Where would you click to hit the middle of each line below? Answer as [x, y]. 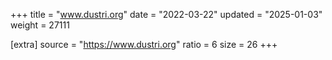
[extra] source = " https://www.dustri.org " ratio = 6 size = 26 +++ [144, 44]
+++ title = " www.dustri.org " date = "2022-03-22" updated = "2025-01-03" [166, 14]
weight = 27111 [40, 25]
